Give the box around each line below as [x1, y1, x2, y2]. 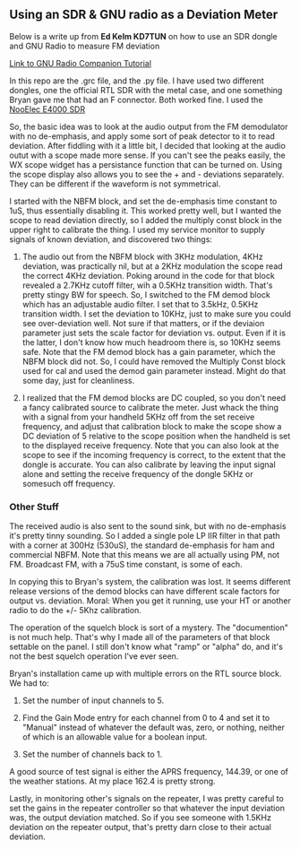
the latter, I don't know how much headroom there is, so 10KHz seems [21, 336, 281, 348]
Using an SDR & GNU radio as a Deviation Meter [9, 7, 279, 22]
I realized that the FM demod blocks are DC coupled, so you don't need [21, 392, 287, 403]
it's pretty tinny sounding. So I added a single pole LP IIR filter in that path [9, 531, 280, 541]
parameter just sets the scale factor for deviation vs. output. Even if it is [21, 327, 287, 338]
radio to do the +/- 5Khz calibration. [9, 605, 141, 616]
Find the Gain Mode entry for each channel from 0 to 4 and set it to [21, 713, 270, 723]
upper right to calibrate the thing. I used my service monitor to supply [9, 224, 266, 235]
